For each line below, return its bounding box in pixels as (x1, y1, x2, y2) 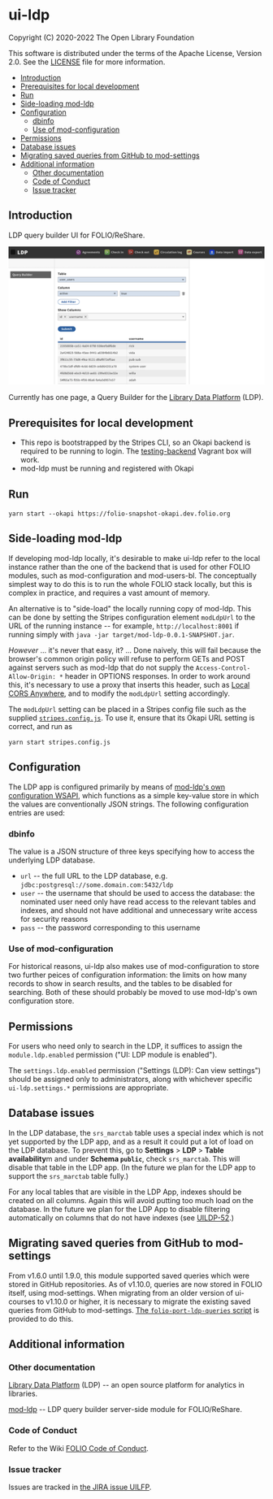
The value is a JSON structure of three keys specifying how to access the (8, 846, 255, 856)
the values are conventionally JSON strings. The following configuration (8, 799, 249, 809)
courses (8, 1297, 36, 1306)
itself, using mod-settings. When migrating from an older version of (8, 1288, 234, 1297)
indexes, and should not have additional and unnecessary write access (19, 905, 258, 915)
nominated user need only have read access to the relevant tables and (19, 897, 256, 906)
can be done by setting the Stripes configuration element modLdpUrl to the (8, 612, 256, 622)
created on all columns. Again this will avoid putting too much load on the (8, 1195, 253, 1205)
